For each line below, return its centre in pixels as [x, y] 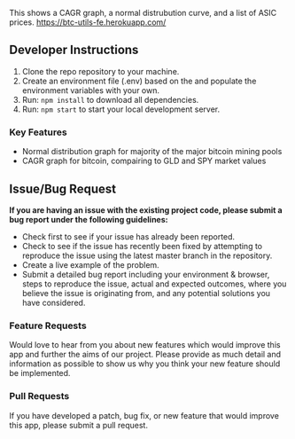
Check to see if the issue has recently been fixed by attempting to [142, 246]
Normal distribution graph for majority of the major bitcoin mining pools [152, 152]
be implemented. [40, 373]
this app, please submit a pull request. [79, 425]
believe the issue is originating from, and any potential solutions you [146, 293]
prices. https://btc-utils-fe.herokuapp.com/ [88, 22]
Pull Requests [39, 396]
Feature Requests [48, 325]
